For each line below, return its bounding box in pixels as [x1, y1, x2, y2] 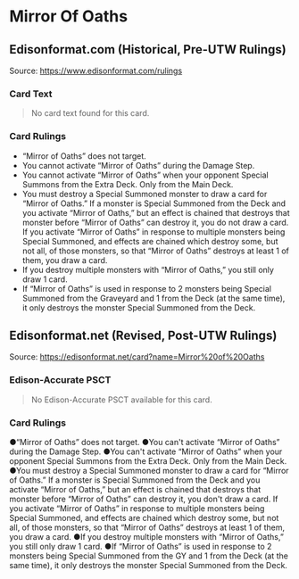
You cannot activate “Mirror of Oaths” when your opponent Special [21, 170, 270, 180]
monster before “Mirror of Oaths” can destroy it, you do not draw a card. [21, 217, 289, 227]
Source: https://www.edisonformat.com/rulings [9, 65, 183, 76]
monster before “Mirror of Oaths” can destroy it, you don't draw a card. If [9, 493, 278, 504]
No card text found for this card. [30, 108, 150, 119]
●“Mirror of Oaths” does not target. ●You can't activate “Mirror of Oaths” [9, 437, 280, 447]
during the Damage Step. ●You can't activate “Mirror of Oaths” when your [9, 446, 283, 457]
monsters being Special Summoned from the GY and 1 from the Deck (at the [9, 550, 288, 561]
